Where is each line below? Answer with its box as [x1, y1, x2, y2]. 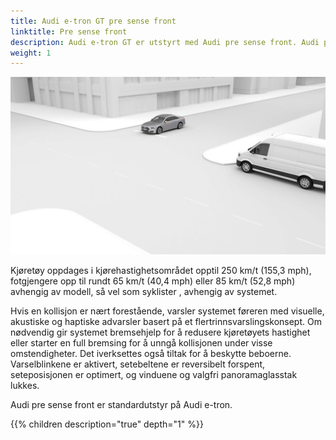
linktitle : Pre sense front [10, 26, 128, 37]
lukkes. [10, 379, 40, 391]
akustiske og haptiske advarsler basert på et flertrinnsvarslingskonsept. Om [10, 315, 322, 327]
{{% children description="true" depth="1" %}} [10, 418, 204, 430]
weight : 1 [10, 48, 52, 58]
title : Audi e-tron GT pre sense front [10, 16, 177, 26]
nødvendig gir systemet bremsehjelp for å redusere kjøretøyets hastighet [10, 326, 311, 338]
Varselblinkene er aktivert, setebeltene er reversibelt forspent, [10, 358, 266, 370]
